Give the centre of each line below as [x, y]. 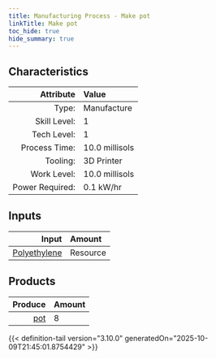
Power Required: [44, 188]
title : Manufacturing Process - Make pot [80, 16]
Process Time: [48, 148]
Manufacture [108, 108]
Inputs [25, 216]
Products [32, 281]
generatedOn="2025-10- [166, 338]
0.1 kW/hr [102, 188]
